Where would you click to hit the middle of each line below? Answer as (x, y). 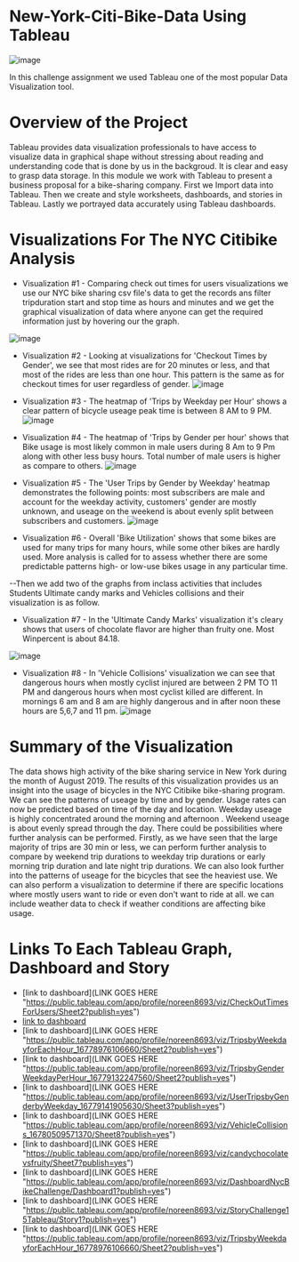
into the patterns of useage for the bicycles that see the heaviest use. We (144, 875)
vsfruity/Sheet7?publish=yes (74, 1162)
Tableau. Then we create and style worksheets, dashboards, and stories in (146, 194)
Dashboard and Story (90, 968)
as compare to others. (63, 465)
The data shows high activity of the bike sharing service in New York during (148, 771)
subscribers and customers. (73, 520)
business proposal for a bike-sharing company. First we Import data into (141, 185)
